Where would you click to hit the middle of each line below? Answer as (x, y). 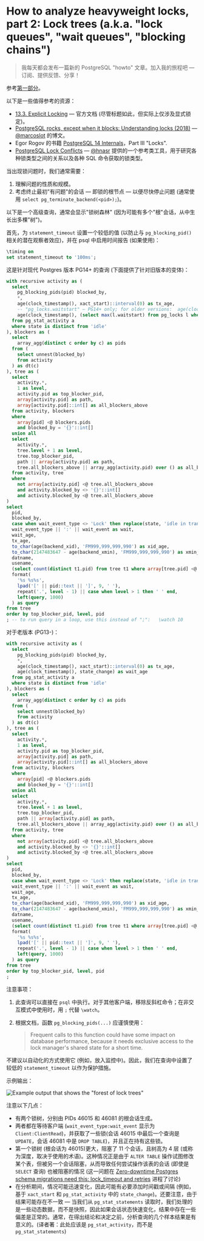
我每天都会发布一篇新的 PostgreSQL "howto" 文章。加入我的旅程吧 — (108, 67)
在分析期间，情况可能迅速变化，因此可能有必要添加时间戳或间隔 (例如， (104, 1186)
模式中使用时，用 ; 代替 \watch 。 (62, 1010)
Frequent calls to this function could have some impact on (103, 1035)
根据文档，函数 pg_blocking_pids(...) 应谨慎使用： (80, 1022)
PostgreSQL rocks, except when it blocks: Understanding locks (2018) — (106, 128)
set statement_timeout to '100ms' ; (51, 257)
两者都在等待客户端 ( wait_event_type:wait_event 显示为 (85, 1126)
